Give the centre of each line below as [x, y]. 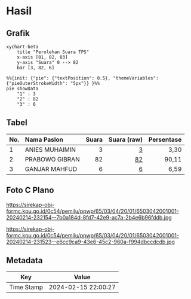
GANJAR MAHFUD [51, 169]
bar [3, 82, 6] [36, 68]
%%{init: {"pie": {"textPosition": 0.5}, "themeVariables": [83, 78]
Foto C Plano [30, 190]
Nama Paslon [44, 139]
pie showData [22, 89]
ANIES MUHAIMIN [50, 149]
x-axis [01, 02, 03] [42, 57]
